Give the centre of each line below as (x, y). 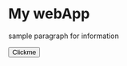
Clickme (24, 52)
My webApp (49, 14)
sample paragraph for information (64, 36)
